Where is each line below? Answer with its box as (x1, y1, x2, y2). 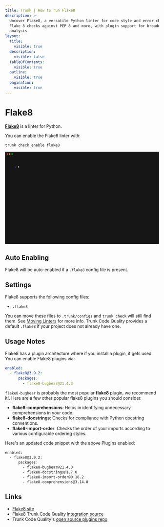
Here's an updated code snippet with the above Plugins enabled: (5, 440, 135, 446)
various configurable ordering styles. (12, 431, 87, 436)
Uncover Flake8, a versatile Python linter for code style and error (9, 18, 154, 23)
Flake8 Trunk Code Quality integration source (12, 511, 104, 517)
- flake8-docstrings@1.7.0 (22, 470, 78, 475)
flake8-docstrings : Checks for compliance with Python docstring (12, 415, 144, 421)
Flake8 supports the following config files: (5, 294, 90, 299)
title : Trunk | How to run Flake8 (5, 8, 76, 13)
